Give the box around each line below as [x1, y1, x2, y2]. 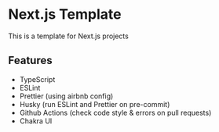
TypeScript [19, 74, 56, 84]
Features [8, 54, 53, 67]
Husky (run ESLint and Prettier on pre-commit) [19, 99, 170, 109]
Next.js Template [8, 5, 122, 23]
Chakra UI [19, 116, 53, 126]
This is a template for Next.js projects [8, 31, 130, 41]
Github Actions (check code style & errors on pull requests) [19, 108, 212, 117]
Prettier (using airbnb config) [19, 91, 114, 101]
